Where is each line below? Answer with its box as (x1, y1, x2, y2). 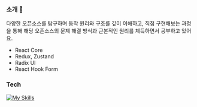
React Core (14, 46, 43, 54)
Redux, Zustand (14, 53, 54, 60)
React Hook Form (14, 65, 58, 73)
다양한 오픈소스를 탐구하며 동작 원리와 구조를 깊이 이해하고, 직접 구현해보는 (6, 20, 181, 27)
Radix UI (14, 59, 36, 67)
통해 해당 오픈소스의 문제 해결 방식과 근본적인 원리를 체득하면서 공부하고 (12, 27, 181, 34)
